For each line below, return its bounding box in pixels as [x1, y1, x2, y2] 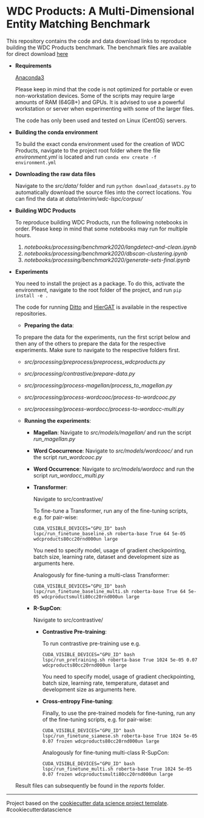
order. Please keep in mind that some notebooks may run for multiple [15, 225, 188, 232]
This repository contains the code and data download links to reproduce [6, 37, 187, 44]
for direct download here [6, 50, 69, 57]
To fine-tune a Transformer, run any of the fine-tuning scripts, [33, 507, 188, 515]
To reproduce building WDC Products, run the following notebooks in [15, 218, 188, 226]
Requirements [15, 62, 52, 69]
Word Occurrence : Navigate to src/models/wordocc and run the [33, 465, 194, 473]
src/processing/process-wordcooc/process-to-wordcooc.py [24, 393, 176, 401]
